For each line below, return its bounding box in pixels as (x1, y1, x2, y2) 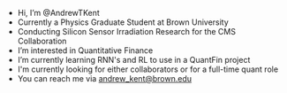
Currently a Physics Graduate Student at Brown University (17, 17, 230, 27)
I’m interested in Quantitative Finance (17, 45, 154, 56)
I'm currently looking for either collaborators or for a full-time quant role (17, 64, 279, 74)
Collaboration (17, 35, 67, 46)
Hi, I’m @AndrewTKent (17, 8, 100, 18)
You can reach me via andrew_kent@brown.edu (17, 74, 193, 83)
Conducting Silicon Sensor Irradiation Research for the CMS (17, 27, 237, 36)
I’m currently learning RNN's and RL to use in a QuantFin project (17, 55, 251, 65)
